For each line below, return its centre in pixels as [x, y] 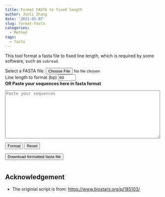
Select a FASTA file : [25, 71]
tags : [11, 37]
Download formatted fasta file [34, 156]
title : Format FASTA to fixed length [44, 10]
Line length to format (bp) [31, 77]
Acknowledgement [35, 177]
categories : [17, 28]
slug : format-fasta [25, 23]
